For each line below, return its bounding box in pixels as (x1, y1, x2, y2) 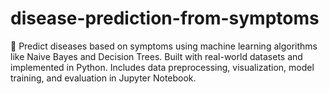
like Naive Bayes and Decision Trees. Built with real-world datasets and (10, 50, 303, 62)
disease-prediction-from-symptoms (10, 7, 320, 30)
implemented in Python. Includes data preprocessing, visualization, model (10, 61, 315, 73)
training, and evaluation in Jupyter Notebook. (10, 72, 197, 84)
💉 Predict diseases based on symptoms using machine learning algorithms (10, 40, 318, 52)
